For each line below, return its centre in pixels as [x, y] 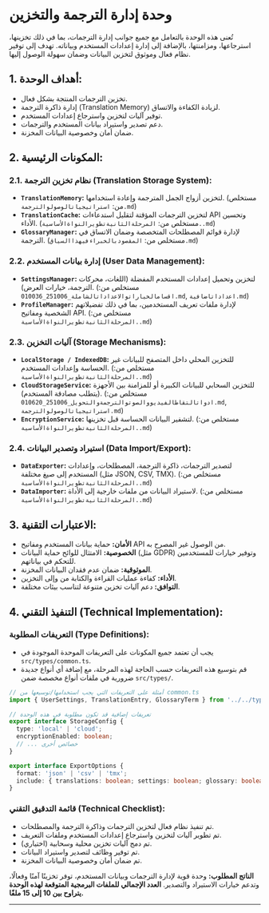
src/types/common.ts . [55, 660]
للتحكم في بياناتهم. [48, 561]
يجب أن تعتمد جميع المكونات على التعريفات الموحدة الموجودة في [117, 652]
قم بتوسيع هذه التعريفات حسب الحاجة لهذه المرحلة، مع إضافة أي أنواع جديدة [134, 669]
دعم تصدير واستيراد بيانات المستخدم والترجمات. [91, 124]
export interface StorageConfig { [67, 722]
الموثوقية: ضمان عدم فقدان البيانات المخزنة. [86, 569]
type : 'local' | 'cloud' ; [59, 729]
